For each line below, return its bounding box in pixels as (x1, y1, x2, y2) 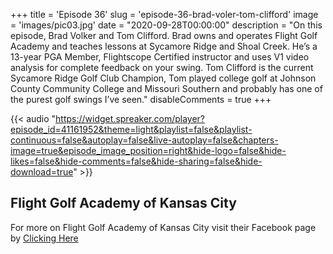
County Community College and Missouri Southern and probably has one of (10, 83, 323, 94)
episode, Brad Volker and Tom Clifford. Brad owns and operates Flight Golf (10, 30, 318, 41)
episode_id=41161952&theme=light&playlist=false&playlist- (10, 124, 253, 135)
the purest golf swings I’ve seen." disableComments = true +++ (10, 94, 272, 105)
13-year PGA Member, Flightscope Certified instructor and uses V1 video (10, 51, 310, 63)
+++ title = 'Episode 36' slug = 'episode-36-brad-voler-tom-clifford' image (10, 9, 319, 20)
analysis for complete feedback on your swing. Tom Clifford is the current (10, 62, 314, 73)
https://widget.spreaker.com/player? (55, 113, 206, 124)
